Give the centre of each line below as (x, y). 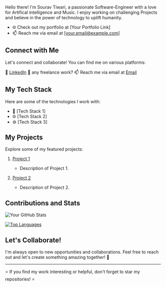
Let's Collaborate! (33, 240)
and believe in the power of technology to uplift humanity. (64, 18)
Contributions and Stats (43, 203)
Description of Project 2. (44, 188)
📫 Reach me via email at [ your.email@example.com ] (66, 33)
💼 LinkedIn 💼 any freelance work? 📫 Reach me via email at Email (71, 72)
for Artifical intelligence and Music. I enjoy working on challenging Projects (81, 12)
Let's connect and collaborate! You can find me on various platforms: (75, 62)
